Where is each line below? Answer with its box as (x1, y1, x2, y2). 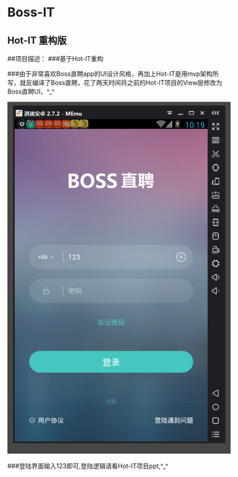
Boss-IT (7, 4, 55, 21)
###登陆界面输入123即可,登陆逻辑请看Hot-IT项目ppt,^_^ (7, 461, 169, 470)
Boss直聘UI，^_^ (7, 87, 55, 96)
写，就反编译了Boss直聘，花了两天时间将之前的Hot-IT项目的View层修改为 (7, 79, 223, 87)
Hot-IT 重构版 (7, 34, 67, 46)
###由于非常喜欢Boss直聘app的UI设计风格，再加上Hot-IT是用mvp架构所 (7, 70, 219, 78)
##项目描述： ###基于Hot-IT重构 (7, 55, 104, 62)
